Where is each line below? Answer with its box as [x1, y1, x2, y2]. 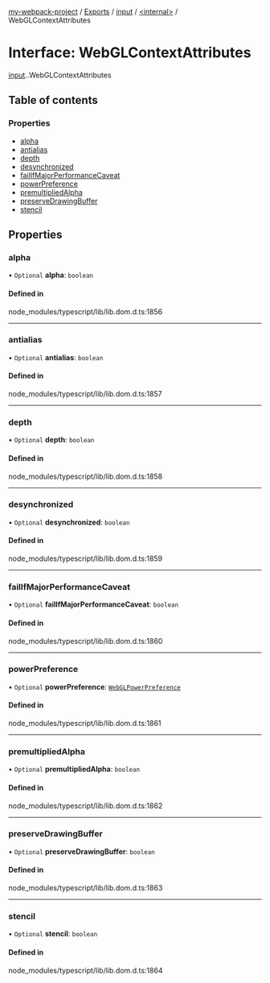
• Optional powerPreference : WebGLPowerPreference [8, 682, 181, 691]
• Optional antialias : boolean [8, 352, 104, 362]
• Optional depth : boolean [8, 435, 95, 445]
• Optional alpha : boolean [8, 270, 94, 280]
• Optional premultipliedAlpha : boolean [8, 765, 141, 774]
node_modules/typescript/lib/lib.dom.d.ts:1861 [8, 719, 162, 728]
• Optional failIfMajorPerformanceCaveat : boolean [8, 599, 179, 609]
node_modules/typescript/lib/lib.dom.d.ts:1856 [8, 306, 163, 317]
